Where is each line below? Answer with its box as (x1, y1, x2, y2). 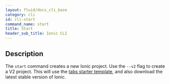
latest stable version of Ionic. (5, 74, 66, 80)
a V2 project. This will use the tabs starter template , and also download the (5, 68, 163, 74)
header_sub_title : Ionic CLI (5, 31, 67, 36)
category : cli (5, 12, 36, 17)
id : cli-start (5, 17, 36, 22)
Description (5, 50, 43, 58)
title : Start (5, 26, 33, 31)
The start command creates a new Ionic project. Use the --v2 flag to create (5, 63, 165, 69)
